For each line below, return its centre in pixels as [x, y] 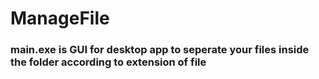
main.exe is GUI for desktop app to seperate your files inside [160, 50]
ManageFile [60, 18]
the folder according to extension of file [108, 62]
